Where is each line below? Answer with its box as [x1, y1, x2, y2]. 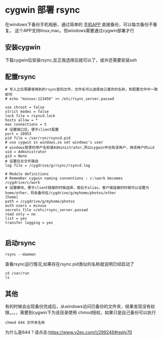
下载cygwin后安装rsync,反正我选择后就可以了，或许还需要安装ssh [5, 57, 137, 63]
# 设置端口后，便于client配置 [5, 127, 59, 132]
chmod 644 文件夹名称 [5, 320, 45, 325]
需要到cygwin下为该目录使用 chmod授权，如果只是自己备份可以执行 [19, 310, 156, 316]
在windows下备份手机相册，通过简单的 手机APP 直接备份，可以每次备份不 [5, 21, 153, 27]
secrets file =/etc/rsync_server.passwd [5, 208, 89, 212]
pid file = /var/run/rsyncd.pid [5, 135, 71, 140]
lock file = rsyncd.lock [5, 113, 55, 118]
